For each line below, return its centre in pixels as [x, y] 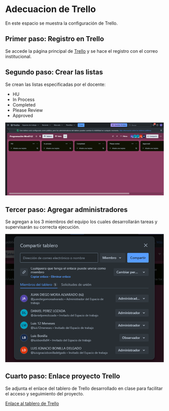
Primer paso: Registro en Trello [55, 39]
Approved [23, 115]
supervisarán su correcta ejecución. [43, 227]
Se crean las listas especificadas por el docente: [55, 84]
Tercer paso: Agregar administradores [66, 210]
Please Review [28, 110]
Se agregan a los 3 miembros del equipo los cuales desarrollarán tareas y [81, 222]
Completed [24, 105]
